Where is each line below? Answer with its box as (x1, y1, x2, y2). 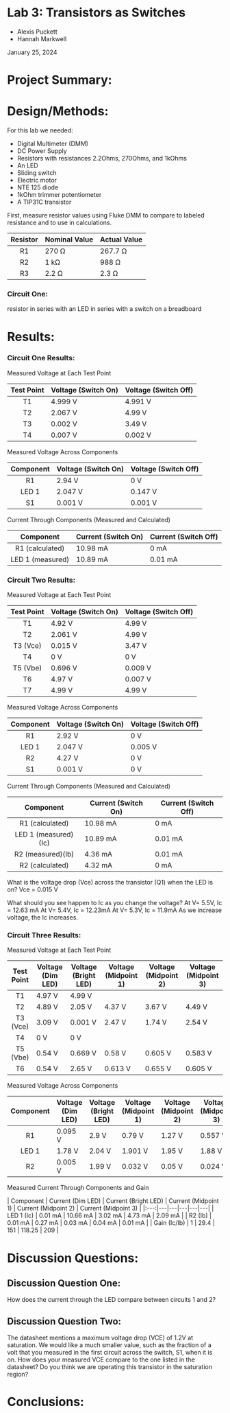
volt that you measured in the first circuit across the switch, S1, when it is (7, 1348, 213, 1357)
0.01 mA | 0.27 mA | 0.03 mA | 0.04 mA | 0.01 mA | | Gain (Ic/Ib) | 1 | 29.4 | (7, 1219, 216, 1227)
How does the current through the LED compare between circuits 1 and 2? (7, 1296, 216, 1304)
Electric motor (16, 176, 57, 185)
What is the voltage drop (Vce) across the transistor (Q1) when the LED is (7, 878, 214, 887)
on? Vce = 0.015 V (7, 885, 58, 894)
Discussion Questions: (7, 1250, 139, 1265)
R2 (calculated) (19, 861, 70, 870)
